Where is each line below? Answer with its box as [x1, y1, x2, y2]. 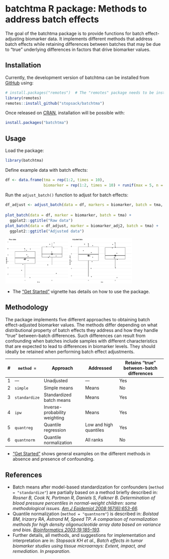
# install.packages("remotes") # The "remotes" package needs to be [5, 90, 154, 95]
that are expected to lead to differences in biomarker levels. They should [5, 343, 156, 349]
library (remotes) [5, 95, 42, 101]
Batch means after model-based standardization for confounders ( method [12, 484, 164, 490]
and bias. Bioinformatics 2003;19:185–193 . [12, 527, 101, 533]
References [5, 470, 42, 479]
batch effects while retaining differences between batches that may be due [5, 41, 161, 47]
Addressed [88, 365, 112, 371]
